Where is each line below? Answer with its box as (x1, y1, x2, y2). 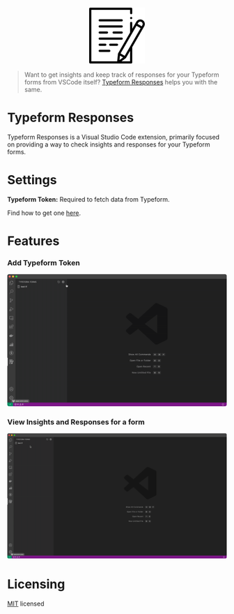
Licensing (7, 576, 65, 592)
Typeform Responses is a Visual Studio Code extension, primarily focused (7, 133, 220, 141)
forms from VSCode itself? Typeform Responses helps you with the (24, 78, 218, 86)
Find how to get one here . (7, 209, 81, 217)
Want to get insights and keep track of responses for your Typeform (24, 70, 219, 79)
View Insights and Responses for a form (7, 417, 145, 426)
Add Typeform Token (7, 257, 80, 267)
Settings (7, 172, 57, 188)
